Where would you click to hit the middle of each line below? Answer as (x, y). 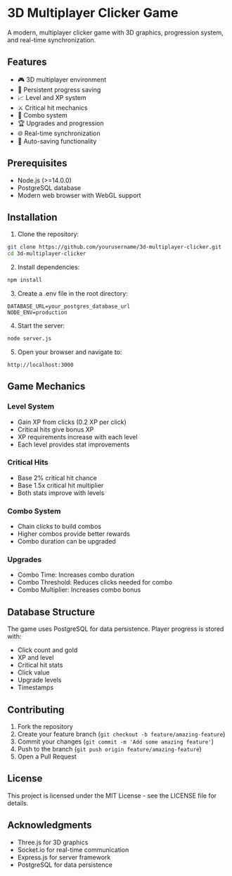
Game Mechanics (46, 386)
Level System (31, 406)
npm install (25, 280)
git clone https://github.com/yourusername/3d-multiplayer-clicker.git (114, 247)
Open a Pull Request (47, 757)
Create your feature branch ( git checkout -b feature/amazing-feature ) (121, 734)
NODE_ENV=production (38, 313)
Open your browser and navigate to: (70, 352)
